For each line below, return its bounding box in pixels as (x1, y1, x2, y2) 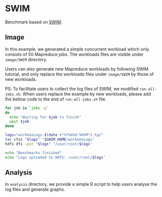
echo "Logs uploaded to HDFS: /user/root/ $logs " (5, 155, 106, 160)
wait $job (9, 119, 29, 124)
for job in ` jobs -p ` (5, 105, 49, 110)
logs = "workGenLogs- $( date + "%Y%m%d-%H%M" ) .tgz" (5, 133, 104, 138)
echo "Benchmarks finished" (5, 150, 62, 155)
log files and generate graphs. (5, 186, 66, 193)
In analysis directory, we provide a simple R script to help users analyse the (5, 181, 157, 187)
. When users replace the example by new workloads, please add (20, 91, 151, 97)
